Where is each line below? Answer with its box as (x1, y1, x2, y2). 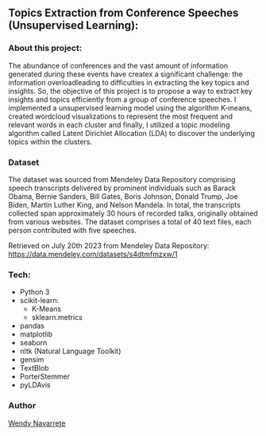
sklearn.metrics (31, 313, 83, 322)
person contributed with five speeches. (8, 225, 137, 235)
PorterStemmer (19, 372, 70, 381)
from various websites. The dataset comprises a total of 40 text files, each (8, 216, 252, 226)
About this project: (8, 43, 83, 54)
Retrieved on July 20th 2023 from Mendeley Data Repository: (8, 240, 210, 250)
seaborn (19, 338, 48, 348)
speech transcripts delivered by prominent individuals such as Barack (8, 183, 237, 193)
